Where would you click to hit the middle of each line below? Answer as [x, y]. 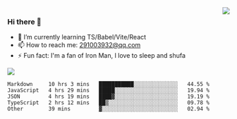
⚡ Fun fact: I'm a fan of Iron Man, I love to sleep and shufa [101, 56]
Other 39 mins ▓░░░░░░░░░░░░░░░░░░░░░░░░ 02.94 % [109, 109]
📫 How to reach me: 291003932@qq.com [79, 45]
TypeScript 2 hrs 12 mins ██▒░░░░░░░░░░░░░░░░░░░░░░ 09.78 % [109, 103]
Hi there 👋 [25, 22]
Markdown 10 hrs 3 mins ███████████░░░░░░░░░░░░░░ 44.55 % [109, 84]
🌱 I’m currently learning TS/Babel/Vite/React [82, 37]
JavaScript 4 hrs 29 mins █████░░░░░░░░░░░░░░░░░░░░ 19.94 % [109, 91]
